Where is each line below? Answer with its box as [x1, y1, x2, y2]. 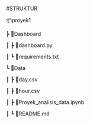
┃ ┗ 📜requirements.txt [6, 53, 59, 60]
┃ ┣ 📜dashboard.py [6, 42, 53, 49]
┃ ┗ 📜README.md [6, 110, 50, 117]
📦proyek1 [6, 17, 31, 24]
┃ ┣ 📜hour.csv [6, 88, 40, 94]
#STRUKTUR [6, 5, 38, 12]
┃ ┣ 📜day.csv [6, 76, 38, 83]
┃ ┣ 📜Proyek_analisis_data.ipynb [6, 99, 85, 105]
